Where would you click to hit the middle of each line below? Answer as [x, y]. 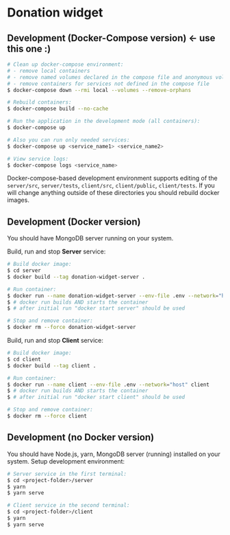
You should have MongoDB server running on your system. [90, 238]
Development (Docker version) [74, 221]
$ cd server [24, 271]
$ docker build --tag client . [52, 365]
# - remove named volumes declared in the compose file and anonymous [110, 77]
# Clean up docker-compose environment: [66, 65]
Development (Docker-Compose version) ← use [111, 38]
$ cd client [24, 359]
